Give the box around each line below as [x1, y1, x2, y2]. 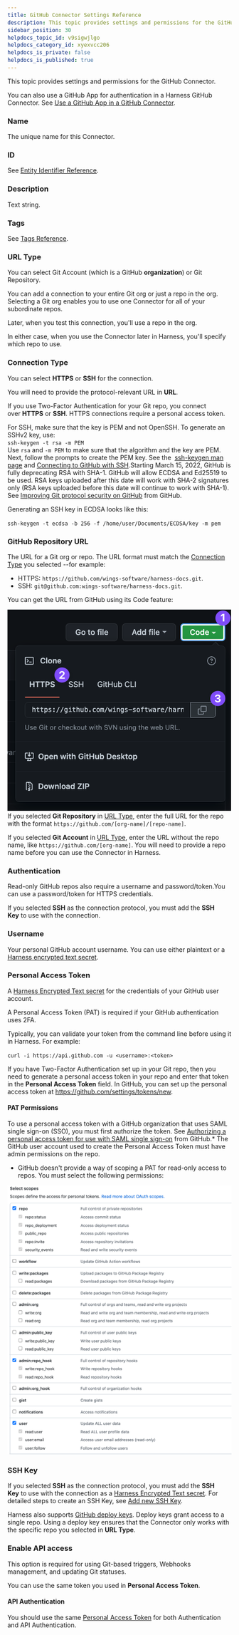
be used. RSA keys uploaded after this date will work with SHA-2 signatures [7, 476, 229, 484]
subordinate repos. [7, 305, 63, 313]
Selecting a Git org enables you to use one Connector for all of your [7, 297, 206, 306]
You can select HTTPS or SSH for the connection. [7, 374, 154, 383]
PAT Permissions [7, 1104, 59, 1112]
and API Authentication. [7, 1621, 77, 1629]
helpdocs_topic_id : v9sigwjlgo [7, 34, 100, 41]
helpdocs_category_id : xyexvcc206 [7, 41, 110, 49]
